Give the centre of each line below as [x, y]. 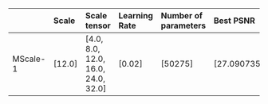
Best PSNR [234, 21]
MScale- [29, 59]
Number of [182, 15]
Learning [136, 15]
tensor [98, 25]
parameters [183, 25]
